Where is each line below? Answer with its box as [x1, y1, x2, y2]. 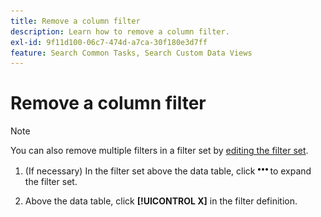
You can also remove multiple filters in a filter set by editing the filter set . [10, 145, 309, 157]
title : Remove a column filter [10, 16, 141, 26]
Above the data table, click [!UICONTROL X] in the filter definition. [24, 195, 298, 207]
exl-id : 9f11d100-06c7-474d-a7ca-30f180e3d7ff [10, 37, 208, 47]
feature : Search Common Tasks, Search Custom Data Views [10, 48, 253, 58]
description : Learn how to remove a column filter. [10, 26, 230, 37]
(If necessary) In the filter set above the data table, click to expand [24, 165, 312, 177]
